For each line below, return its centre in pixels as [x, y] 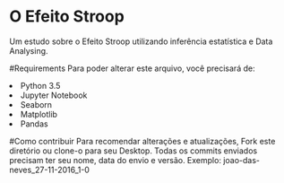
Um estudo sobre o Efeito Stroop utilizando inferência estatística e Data [141, 41]
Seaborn [36, 104]
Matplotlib [39, 114]
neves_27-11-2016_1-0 [49, 170]
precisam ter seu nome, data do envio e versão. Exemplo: [116, 160]
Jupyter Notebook [54, 95]
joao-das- [241, 160]
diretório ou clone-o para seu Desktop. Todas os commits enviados [133, 151]
